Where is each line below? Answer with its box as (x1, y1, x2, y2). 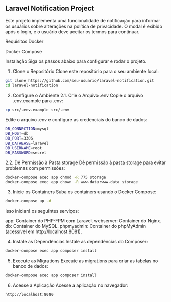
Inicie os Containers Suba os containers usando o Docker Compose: (12, 189, 157, 195)
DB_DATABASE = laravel (5, 141, 50, 146)
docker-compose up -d (5, 199, 52, 204)
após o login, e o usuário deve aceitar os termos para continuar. (5, 28, 140, 35)
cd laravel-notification (5, 83, 58, 88)
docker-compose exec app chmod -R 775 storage (5, 175, 106, 180)
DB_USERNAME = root (5, 145, 42, 150)
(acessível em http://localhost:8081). (5, 228, 82, 235)
